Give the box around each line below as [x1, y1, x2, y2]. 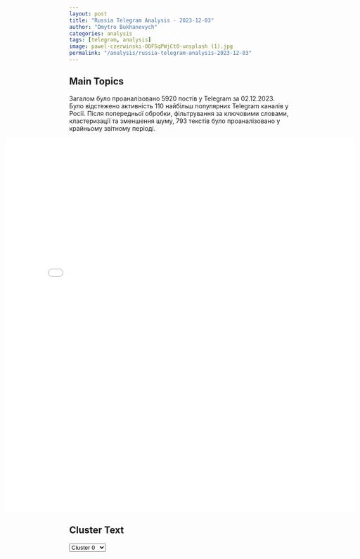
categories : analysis [69, 30, 133, 37]
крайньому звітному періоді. [69, 124, 155, 132]
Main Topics [69, 75, 124, 88]
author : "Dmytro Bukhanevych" [69, 23, 158, 30]
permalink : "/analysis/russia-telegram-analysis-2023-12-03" [69, 50, 252, 57]
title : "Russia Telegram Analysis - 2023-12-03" [69, 17, 214, 24]
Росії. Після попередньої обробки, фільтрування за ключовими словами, [69, 109, 289, 117]
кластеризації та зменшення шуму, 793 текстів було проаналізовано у [69, 117, 281, 125]
